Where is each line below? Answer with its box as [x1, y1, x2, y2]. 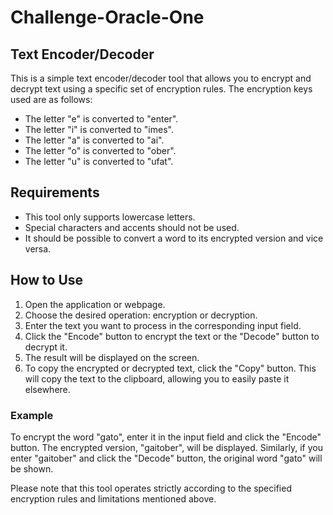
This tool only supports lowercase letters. [24, 211, 196, 223]
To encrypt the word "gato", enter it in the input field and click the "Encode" [10, 431, 322, 443]
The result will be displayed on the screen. [24, 351, 200, 363]
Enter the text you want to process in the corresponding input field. [24, 319, 302, 331]
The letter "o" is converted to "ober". [24, 145, 177, 156]
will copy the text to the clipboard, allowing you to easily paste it [24, 372, 290, 385]
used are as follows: [10, 94, 93, 105]
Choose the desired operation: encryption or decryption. [24, 309, 258, 321]
